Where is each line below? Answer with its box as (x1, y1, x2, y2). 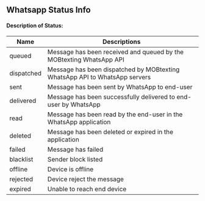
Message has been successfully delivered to (47, 93, 175, 101)
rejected (9, 175, 34, 183)
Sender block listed (47, 155, 103, 163)
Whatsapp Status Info (6, 5, 91, 15)
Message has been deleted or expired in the (47, 127, 174, 136)
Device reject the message (47, 175, 124, 183)
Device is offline (47, 164, 94, 173)
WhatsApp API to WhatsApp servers (47, 72, 151, 81)
